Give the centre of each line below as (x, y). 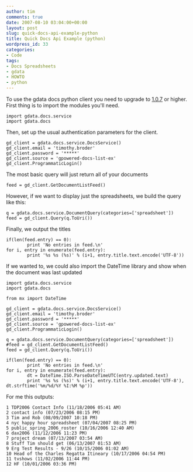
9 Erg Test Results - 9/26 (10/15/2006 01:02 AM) (68, 449)
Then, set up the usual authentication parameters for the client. (82, 132)
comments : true (25, 17)
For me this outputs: (30, 397)
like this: (16, 202)
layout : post (22, 28)
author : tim (20, 11)
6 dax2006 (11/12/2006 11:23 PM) (47, 433)
